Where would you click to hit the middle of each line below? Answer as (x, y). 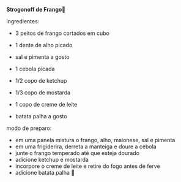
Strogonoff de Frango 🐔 (36, 9)
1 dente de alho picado (44, 45)
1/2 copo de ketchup (41, 81)
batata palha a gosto (41, 116)
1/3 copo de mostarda (43, 93)
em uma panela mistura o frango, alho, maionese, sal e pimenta (95, 140)
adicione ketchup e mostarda (52, 160)
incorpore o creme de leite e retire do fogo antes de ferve (87, 166)
